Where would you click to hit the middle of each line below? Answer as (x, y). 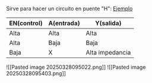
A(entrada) (64, 23)
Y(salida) (108, 23)
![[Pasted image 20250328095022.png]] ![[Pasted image (76, 67)
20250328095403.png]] (36, 73)
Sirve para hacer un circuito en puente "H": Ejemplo (69, 9)
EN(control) (26, 23)
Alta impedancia (108, 52)
